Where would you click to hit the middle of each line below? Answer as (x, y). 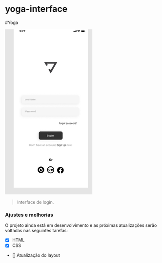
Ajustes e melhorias (29, 215)
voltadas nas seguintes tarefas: (37, 231)
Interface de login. (35, 202)
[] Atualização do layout (36, 255)
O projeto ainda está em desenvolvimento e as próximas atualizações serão (81, 225)
